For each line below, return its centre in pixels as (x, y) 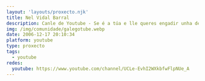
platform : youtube (30, 40)
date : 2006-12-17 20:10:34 (41, 35)
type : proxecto (26, 46)
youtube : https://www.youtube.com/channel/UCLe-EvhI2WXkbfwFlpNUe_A (101, 69)
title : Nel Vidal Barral (38, 18)
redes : (15, 63)
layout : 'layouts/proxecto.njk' (47, 12)
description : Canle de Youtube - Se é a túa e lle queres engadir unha (99, 23)
